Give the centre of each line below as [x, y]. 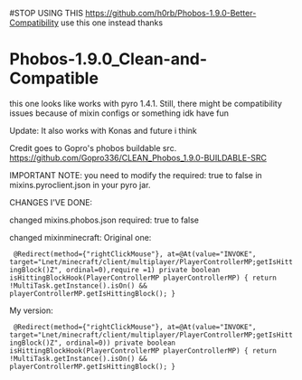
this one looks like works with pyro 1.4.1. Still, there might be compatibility [146, 103]
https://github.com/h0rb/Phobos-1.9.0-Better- [171, 13]
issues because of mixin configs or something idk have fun [119, 113]
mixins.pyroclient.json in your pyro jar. [80, 185]
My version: [32, 310]
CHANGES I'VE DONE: [51, 202]
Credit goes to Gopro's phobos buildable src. [93, 147]
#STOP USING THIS [47, 13]
